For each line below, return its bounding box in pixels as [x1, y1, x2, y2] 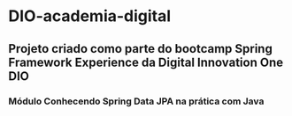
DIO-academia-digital [8, 6, 172, 26]
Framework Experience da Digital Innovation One [8, 54, 284, 69]
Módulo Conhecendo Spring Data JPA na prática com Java [8, 95, 265, 107]
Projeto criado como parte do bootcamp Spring [8, 41, 273, 56]
